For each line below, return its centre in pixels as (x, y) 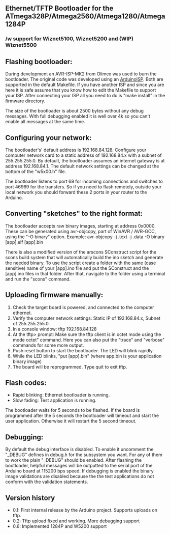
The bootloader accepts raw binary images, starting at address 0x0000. (80, 226)
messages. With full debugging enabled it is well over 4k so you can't (78, 116)
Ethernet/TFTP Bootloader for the (59, 8)
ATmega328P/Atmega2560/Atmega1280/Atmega (85, 17)
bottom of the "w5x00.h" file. (36, 171)
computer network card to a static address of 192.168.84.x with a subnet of (83, 155)
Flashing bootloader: (39, 61)
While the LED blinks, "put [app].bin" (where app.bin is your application (87, 356)
